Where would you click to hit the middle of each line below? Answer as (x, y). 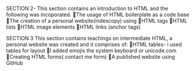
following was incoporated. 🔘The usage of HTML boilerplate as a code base (97, 15)
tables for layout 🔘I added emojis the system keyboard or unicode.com (91, 51)
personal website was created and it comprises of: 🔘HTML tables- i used (94, 44)
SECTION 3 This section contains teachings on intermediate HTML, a (89, 38)
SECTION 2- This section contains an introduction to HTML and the (87, 8)
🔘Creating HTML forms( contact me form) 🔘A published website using (91, 57)
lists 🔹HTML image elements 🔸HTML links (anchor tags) (73, 27)
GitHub (15, 63)
